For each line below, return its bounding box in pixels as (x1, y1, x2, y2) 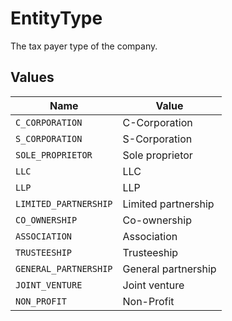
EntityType (10, 7, 103, 30)
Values (10, 69, 55, 86)
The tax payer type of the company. (10, 40, 158, 52)
